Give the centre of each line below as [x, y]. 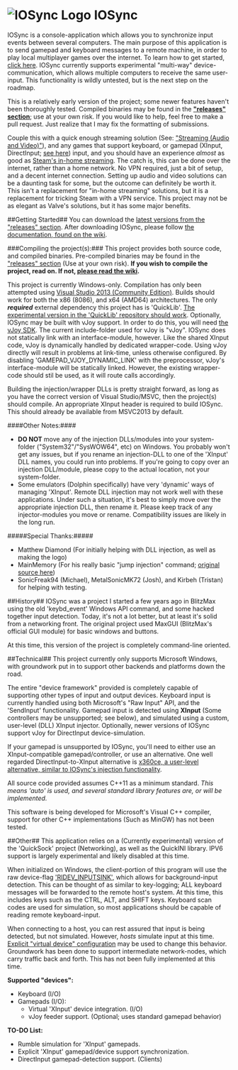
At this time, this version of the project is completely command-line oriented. [119, 645]
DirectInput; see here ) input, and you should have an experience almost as [116, 153]
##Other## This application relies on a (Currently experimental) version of [115, 841]
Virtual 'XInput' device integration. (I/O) [85, 1009]
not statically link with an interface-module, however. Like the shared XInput [118, 337]
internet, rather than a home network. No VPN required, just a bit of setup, [115, 168]
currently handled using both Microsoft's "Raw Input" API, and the [104, 702]
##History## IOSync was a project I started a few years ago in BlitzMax [112, 601]
